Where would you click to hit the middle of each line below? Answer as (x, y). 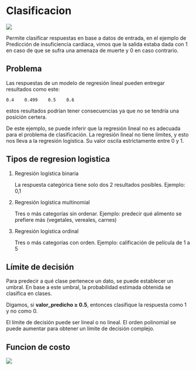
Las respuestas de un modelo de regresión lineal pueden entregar (85, 83)
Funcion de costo (38, 347)
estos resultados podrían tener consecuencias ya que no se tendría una (93, 111)
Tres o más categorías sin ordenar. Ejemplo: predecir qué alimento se (98, 213)
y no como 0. (22, 311)
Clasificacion (39, 11)
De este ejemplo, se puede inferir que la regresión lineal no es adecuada (93, 128)
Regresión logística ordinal (47, 231)
